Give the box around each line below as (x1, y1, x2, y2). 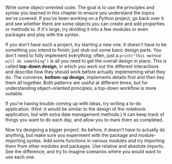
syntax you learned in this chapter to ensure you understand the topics (5, 10, 155, 16)
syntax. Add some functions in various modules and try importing (26, 138, 165, 143)
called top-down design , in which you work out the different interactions (5, 64, 159, 69)
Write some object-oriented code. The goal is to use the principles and (5, 5, 155, 10)
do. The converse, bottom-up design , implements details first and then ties (5, 74, 165, 80)
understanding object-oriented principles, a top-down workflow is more (5, 85, 157, 91)
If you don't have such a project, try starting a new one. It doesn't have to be (5, 42, 167, 48)
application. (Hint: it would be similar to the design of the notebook (5, 106, 146, 112)
